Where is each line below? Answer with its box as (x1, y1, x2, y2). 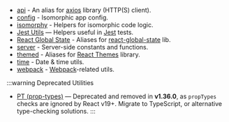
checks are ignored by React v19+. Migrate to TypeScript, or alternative (16, 100, 223, 107)
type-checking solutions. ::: (16, 107, 96, 115)
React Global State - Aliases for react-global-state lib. (16, 36, 171, 44)
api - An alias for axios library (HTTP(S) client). (16, 6, 152, 14)
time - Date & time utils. (16, 58, 84, 66)
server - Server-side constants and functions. (16, 43, 149, 51)
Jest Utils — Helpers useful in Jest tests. (16, 28, 134, 36)
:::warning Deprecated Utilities (6, 79, 94, 86)
